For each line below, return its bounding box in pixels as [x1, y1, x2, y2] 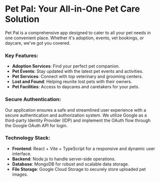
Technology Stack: [5, 134, 50, 141]
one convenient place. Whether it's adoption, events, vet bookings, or [5, 35, 144, 41]
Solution [5, 14, 40, 25]
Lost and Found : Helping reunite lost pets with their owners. [12, 79, 132, 84]
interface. [12, 150, 32, 156]
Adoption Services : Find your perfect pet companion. [12, 63, 120, 69]
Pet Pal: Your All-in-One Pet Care [5, 3, 140, 15]
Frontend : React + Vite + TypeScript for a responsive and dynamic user [12, 146, 155, 151]
